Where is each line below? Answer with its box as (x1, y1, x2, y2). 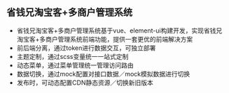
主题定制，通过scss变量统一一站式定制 (16, 52, 129, 60)
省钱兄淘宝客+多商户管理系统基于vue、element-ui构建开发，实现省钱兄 (16, 26, 223, 35)
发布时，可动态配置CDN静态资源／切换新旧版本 (16, 78, 153, 87)
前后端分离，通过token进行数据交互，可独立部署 (16, 44, 156, 52)
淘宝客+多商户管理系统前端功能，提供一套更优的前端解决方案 (16, 35, 193, 43)
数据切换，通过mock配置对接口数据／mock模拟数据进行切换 (16, 69, 190, 78)
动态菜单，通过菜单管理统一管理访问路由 (16, 61, 134, 69)
